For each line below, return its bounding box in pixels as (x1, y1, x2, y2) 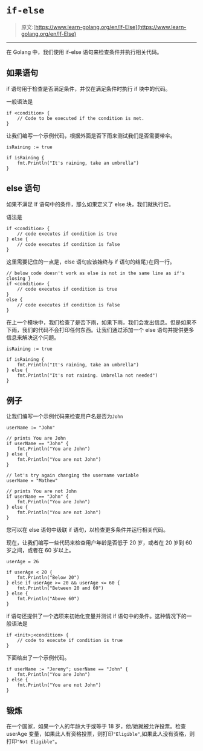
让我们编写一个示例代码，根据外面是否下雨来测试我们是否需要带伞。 (6, 132, 176, 139)
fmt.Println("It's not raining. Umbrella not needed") (17, 372, 158, 379)
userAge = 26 (6, 559, 39, 565)
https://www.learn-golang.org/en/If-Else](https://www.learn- (35, 23, 187, 30)
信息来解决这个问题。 (6, 334, 59, 341)
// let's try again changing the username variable (6, 472, 139, 478)
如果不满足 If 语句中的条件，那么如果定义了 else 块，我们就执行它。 (6, 200, 174, 208)
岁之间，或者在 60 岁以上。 (6, 547, 74, 554)
